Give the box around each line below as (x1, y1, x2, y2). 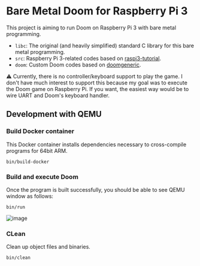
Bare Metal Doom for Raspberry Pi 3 (6, 4, 188, 18)
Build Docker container (6, 127, 75, 135)
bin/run (6, 204, 26, 210)
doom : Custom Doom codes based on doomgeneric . (14, 61, 141, 68)
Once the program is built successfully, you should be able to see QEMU (6, 186, 185, 193)
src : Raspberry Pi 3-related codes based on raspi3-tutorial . (14, 55, 162, 62)
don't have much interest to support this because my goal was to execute (6, 79, 187, 86)
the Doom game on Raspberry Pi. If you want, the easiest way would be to (6, 85, 189, 92)
